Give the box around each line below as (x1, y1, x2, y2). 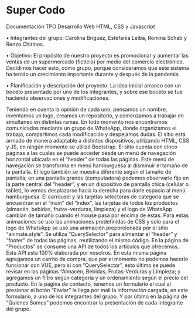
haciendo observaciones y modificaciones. (6, 94, 110, 102)
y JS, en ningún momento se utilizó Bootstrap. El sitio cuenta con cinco (6, 143, 177, 150)
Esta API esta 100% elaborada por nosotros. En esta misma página (6, 249, 167, 256)
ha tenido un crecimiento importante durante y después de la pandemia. (6, 70, 180, 77)
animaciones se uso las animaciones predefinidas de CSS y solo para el (6, 218, 180, 225)
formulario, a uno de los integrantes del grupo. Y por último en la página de (6, 293, 187, 300)
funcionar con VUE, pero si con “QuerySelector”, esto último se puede (6, 262, 176, 269)
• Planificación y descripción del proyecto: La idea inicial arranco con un (6, 82, 182, 89)
